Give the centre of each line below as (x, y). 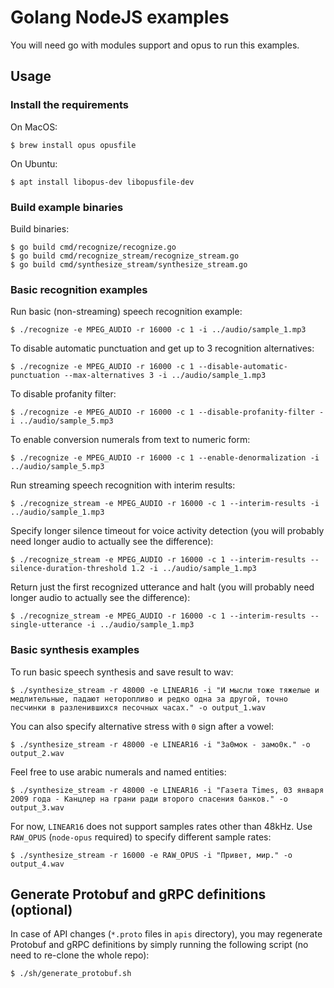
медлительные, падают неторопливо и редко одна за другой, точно (149, 699)
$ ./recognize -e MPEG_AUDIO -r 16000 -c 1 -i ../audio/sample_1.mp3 (158, 330)
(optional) (41, 909)
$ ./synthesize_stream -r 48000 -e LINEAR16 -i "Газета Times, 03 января (167, 790)
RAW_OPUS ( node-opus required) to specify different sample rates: (141, 837)
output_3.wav (37, 807)
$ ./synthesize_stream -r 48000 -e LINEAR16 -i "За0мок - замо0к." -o (160, 744)
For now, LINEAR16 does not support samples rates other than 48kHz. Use (161, 826)
